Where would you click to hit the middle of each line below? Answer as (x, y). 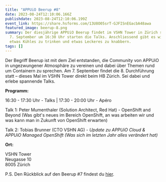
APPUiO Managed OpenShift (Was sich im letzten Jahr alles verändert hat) (82, 135)
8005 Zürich (18, 164)
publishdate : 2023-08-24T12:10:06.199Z (46, 19)
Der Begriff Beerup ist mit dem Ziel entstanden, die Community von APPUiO (82, 60)
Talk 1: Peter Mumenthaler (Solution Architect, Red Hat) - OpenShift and (78, 110)
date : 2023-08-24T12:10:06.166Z (38, 14)
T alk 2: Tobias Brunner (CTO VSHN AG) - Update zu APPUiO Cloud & (75, 130)
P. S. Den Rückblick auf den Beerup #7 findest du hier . (60, 174)
